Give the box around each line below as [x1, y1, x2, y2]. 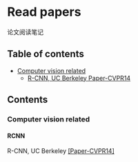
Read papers [7, 4, 81, 20]
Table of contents [7, 48, 84, 60]
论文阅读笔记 [7, 28, 43, 36]
